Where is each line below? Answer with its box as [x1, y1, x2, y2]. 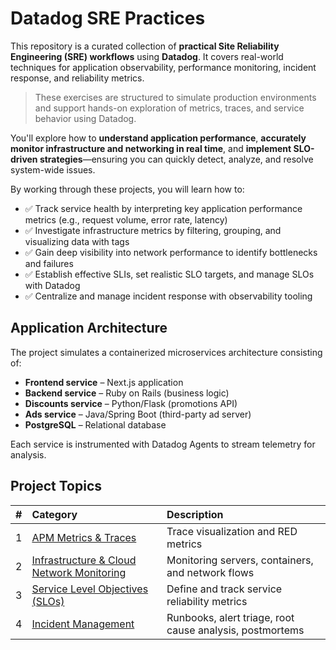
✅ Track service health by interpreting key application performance [24, 202, 303, 214]
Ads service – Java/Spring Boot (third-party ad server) [24, 408, 252, 420]
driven [10, 153, 38, 165]
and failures [24, 257, 74, 269]
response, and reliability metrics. [10, 72, 145, 84]
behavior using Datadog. [34, 112, 137, 124]
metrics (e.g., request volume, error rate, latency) [24, 213, 228, 226]
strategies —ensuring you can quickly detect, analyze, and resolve [39, 153, 314, 165]
